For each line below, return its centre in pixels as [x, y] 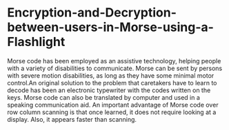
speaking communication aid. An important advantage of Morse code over [113, 105]
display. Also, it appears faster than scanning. [72, 119]
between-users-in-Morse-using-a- [110, 27]
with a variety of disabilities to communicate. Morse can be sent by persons [115, 68]
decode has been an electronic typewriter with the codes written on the [109, 90]
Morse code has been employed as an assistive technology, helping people [114, 61]
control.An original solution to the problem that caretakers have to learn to [112, 83]
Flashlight [36, 42]
